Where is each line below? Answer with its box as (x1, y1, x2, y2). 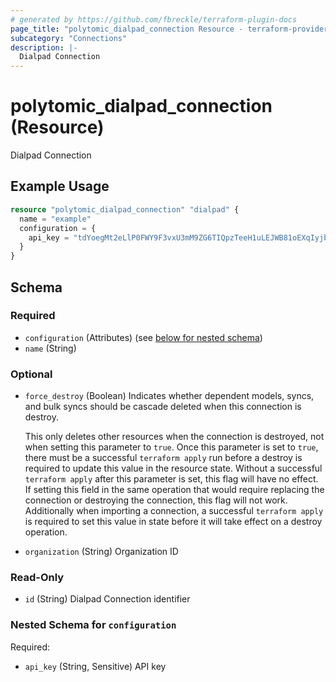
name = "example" (19, 214, 92, 224)
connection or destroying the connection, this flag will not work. (24, 494, 288, 506)
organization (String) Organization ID (24, 546, 179, 558)
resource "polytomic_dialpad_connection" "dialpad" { (10, 204, 240, 215)
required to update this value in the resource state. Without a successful (24, 462, 323, 475)
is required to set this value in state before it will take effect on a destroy (24, 516, 323, 528)
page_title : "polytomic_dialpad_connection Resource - (10, 24, 244, 34)
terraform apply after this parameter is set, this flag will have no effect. (24, 473, 319, 485)
